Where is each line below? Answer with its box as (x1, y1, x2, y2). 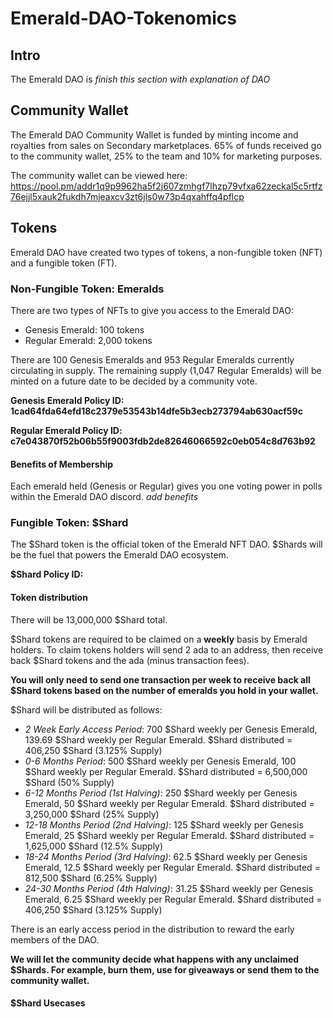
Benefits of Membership (10, 458, 113, 470)
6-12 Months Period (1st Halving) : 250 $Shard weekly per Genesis (24, 787, 298, 799)
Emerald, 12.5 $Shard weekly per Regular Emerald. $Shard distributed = (24, 861, 321, 873)
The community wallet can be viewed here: (10, 169, 188, 181)
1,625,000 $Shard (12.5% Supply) (24, 840, 164, 852)
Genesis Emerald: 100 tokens (24, 323, 145, 336)
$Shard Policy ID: (10, 568, 84, 581)
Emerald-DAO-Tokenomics (10, 7, 238, 30)
